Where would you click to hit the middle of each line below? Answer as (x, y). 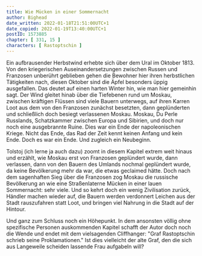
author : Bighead (27, 18)
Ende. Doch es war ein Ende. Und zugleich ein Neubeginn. (79, 139)
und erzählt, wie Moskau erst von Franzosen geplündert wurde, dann (92, 158)
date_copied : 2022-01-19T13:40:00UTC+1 (56, 29)
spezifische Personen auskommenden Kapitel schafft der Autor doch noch (99, 227)
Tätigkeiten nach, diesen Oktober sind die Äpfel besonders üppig (87, 82)
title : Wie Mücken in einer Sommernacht (58, 12)
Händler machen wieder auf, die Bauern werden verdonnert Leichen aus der (101, 196)
